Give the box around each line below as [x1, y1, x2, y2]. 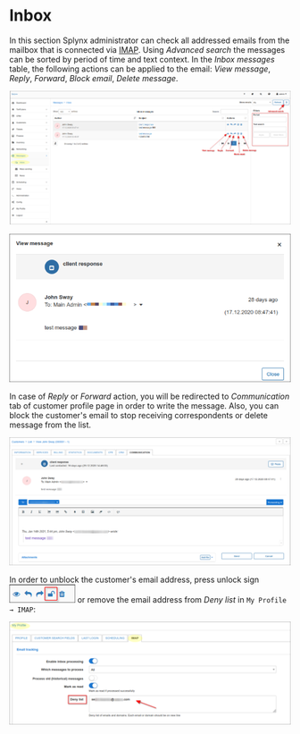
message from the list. [9, 419, 92, 430]
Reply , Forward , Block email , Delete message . [9, 72, 179, 83]
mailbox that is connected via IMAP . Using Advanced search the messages [9, 44, 286, 55]
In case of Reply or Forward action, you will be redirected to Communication [9, 391, 290, 402]
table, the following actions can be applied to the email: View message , [9, 63, 271, 74]
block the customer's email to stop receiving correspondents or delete [9, 410, 268, 421]
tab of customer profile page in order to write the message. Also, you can [9, 401, 279, 411]
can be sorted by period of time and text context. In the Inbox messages [9, 54, 275, 64]
